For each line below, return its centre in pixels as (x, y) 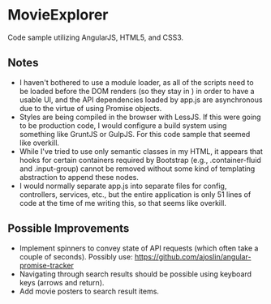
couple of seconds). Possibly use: (76, 256)
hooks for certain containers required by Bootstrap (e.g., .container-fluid (140, 160)
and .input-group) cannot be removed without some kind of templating (137, 169)
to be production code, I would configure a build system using (123, 125)
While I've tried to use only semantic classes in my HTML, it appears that (141, 151)
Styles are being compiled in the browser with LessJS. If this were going (140, 117)
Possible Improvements (69, 229)
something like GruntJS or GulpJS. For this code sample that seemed (135, 134)
